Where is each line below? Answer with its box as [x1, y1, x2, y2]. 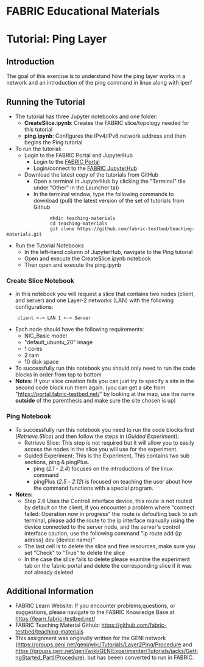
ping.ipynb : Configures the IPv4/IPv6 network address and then [24, 132, 186, 139]
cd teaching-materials [49, 221, 108, 227]
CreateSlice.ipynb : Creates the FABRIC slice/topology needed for [24, 119, 190, 126]
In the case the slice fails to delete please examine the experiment [24, 556, 191, 563]
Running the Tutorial [6, 96, 85, 107]
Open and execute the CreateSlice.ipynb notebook [24, 255, 151, 262]
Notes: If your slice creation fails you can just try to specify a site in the [15, 378, 195, 385]
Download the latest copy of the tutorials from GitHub [24, 171, 159, 178]
